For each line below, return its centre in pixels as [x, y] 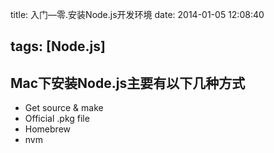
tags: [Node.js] [58, 46]
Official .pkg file [57, 119]
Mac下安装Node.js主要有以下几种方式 [128, 83]
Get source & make [64, 108]
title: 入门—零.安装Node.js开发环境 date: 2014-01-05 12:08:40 [137, 14]
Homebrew [47, 129]
